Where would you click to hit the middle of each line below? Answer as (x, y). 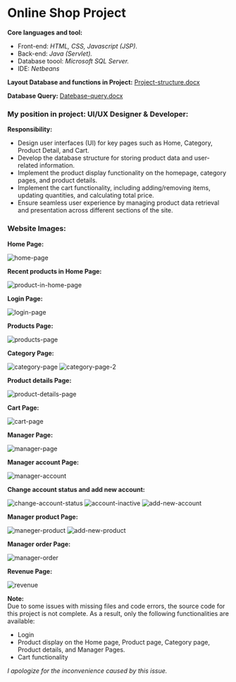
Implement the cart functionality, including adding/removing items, (114, 188)
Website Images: (37, 229)
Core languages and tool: (45, 32)
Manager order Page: (39, 544)
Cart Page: (23, 408)
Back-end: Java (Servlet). (55, 53)
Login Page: (25, 298)
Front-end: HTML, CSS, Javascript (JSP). (77, 46)
